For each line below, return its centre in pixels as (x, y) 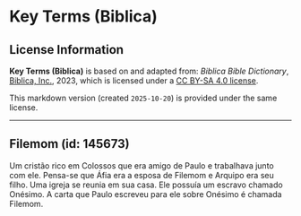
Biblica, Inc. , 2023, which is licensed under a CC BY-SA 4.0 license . (134, 81)
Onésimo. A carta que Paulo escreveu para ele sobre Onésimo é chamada (146, 194)
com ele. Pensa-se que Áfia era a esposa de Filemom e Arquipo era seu (142, 175)
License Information (66, 50)
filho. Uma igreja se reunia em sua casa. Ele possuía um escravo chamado (146, 185)
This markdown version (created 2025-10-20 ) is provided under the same (143, 98)
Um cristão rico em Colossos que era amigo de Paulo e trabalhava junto (142, 165)
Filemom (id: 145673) (69, 144)
